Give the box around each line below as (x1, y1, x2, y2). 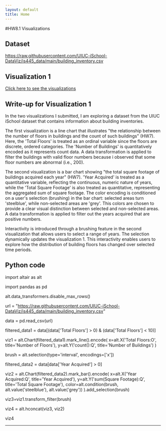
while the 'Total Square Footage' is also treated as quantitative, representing (5, 184, 161, 190)
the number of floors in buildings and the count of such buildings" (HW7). (5, 133, 155, 139)
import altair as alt (5, 274, 42, 280)
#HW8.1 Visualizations (5, 25, 50, 31)
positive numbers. (5, 216, 42, 222)
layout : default (5, 7, 39, 12)
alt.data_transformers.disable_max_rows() (5, 293, 90, 299)
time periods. (5, 247, 32, 253)
